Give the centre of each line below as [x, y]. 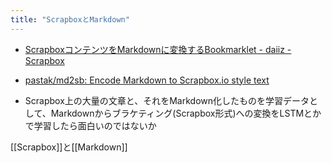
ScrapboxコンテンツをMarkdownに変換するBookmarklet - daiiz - [158, 49]
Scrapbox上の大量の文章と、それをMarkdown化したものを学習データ [167, 100]
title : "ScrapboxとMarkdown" [70, 19]
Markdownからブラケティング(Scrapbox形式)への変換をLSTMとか [186, 113]
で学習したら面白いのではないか [90, 125]
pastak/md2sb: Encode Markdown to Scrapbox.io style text [147, 80]
